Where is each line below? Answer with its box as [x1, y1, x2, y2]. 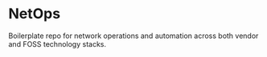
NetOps [8, 5, 61, 23]
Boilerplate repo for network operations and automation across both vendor [8, 31, 259, 40]
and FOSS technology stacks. [8, 39, 107, 48]
